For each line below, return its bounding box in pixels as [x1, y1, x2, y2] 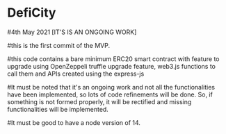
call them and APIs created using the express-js [7, 69, 145, 78]
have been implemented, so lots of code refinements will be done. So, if [7, 90, 213, 99]
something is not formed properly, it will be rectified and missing [7, 97, 192, 106]
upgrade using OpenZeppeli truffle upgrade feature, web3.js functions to [7, 62, 216, 70]
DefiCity [7, 5, 56, 21]
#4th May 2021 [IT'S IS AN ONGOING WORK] [7, 28, 137, 36]
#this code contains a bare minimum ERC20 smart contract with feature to [7, 54, 220, 63]
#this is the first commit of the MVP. [7, 41, 110, 49]
